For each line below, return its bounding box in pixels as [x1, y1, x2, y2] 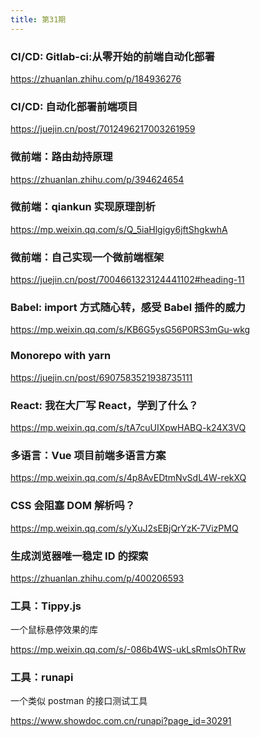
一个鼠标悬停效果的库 [10, 624, 98, 636]
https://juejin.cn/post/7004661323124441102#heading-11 [10, 274, 245, 286]
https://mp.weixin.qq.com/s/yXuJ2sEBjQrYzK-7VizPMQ [10, 522, 239, 534]
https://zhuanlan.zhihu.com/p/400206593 [10, 572, 185, 584]
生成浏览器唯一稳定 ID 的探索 [10, 549, 149, 563]
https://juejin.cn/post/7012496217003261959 [10, 123, 196, 135]
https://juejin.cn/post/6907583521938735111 [10, 371, 193, 383]
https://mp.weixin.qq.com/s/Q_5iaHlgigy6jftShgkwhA [10, 223, 228, 235]
